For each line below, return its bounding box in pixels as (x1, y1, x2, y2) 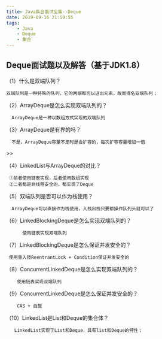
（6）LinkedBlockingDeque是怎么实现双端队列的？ (6, 217, 132, 224)
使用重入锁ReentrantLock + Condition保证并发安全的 (8, 254, 130, 261)
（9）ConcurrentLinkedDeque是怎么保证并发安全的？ (6, 290, 139, 297)
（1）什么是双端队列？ (6, 77, 61, 84)
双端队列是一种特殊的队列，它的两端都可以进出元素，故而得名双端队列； (6, 90, 158, 96)
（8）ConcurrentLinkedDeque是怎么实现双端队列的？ (6, 265, 139, 273)
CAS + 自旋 (17, 303, 42, 309)
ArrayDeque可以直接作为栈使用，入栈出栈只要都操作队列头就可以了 (11, 205, 154, 211)
